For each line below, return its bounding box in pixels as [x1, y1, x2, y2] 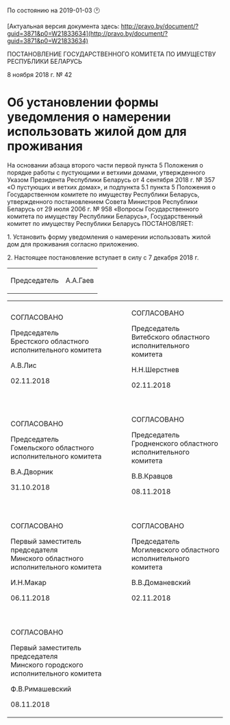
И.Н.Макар [10, 577, 47, 587]
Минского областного [10, 553, 84, 563]
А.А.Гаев [65, 275, 94, 285]
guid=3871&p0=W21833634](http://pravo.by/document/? [7, 30, 168, 37]
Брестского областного [10, 336, 89, 346]
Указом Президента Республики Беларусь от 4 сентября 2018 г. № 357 [7, 175, 216, 184]
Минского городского [10, 660, 84, 669]
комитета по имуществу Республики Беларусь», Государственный [7, 212, 203, 220]
